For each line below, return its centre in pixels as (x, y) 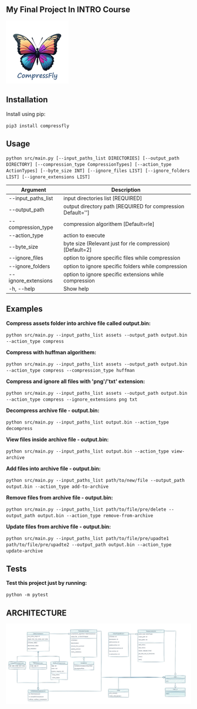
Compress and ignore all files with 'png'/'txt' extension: (76, 381)
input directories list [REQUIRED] (103, 198)
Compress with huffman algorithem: (51, 352)
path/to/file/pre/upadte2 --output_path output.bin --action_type (89, 545)
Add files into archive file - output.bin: (53, 468)
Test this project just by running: (47, 583)
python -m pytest (27, 595)
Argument (33, 189)
